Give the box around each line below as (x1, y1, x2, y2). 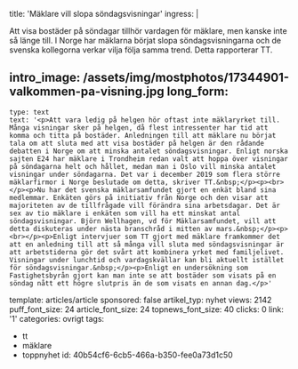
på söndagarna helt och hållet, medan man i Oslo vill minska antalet (9, 162, 277, 171)
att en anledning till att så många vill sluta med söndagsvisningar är (9, 240, 285, 249)
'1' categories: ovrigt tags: (9, 313, 105, 324)
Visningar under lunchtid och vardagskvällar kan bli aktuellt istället (9, 255, 285, 264)
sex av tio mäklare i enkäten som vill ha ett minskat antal (9, 209, 241, 218)
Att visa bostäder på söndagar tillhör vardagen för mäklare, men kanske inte (9, 26, 287, 36)
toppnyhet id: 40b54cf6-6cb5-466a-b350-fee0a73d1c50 (21, 349, 233, 360)
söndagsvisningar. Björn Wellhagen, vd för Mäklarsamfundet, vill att (9, 216, 277, 226)
